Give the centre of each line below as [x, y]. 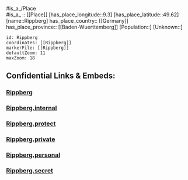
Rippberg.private [31, 139]
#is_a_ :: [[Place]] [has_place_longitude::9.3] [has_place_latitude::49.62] [93, 15]
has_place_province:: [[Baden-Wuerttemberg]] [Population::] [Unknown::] [94, 27]
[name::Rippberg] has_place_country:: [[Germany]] [67, 21]
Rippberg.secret [30, 170]
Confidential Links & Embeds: [61, 76]
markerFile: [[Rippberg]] [37, 48]
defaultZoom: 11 [26, 53]
